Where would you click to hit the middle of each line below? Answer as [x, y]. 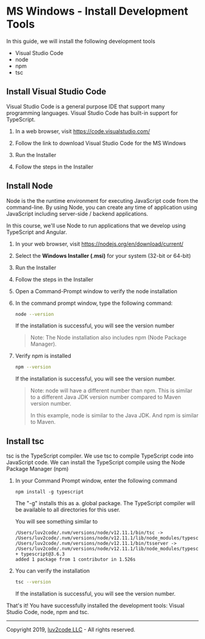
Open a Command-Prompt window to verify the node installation [96, 291]
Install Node [30, 186]
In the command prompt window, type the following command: [94, 303]
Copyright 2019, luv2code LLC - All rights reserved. [71, 630]
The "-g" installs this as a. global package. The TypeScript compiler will [105, 503]
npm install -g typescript [49, 492]
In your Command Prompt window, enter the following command [96, 481]
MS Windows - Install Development [97, 11]
